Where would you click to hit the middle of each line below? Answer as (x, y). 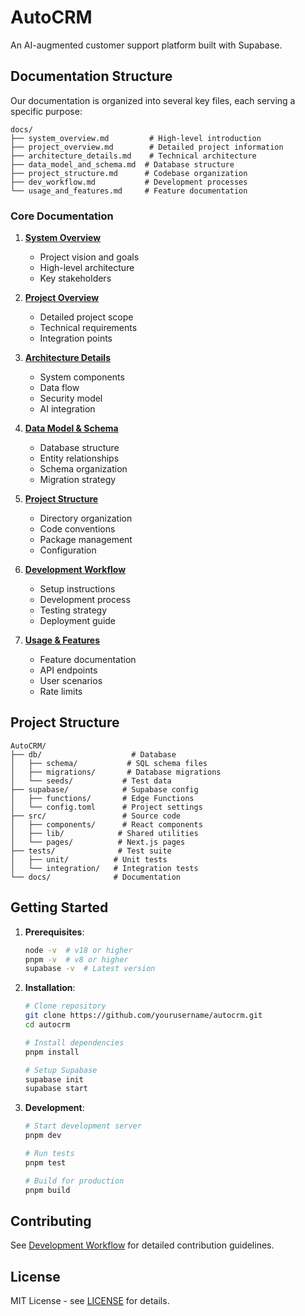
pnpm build (47, 1190)
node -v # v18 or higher (78, 950)
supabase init (54, 1079)
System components (82, 377)
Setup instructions (77, 589)
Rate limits (61, 692)
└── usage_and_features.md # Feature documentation (129, 191)
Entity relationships (79, 458)
